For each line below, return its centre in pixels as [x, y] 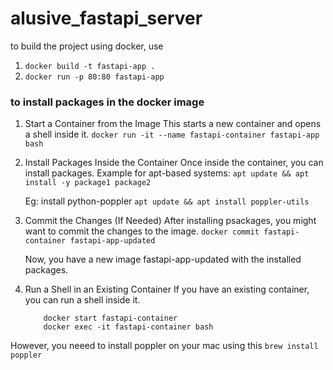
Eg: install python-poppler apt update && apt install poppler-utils [167, 201]
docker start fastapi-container [110, 318]
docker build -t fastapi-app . [90, 66]
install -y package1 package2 [88, 183]
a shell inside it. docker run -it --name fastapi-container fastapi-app [172, 134]
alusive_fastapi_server [106, 18]
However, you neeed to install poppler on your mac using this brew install [164, 346]
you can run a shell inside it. [82, 300]
